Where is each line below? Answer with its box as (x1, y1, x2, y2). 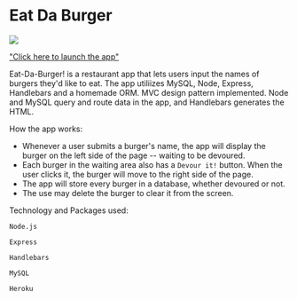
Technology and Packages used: (9, 205, 129, 216)
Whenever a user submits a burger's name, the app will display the (21, 140, 266, 151)
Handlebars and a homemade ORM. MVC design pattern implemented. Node (9, 87, 289, 98)
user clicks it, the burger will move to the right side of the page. (21, 169, 254, 179)
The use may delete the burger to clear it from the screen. (21, 187, 234, 198)
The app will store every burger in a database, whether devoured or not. (21, 178, 285, 189)
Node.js (9, 222, 38, 231)
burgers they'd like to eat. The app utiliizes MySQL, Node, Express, (9, 77, 254, 89)
